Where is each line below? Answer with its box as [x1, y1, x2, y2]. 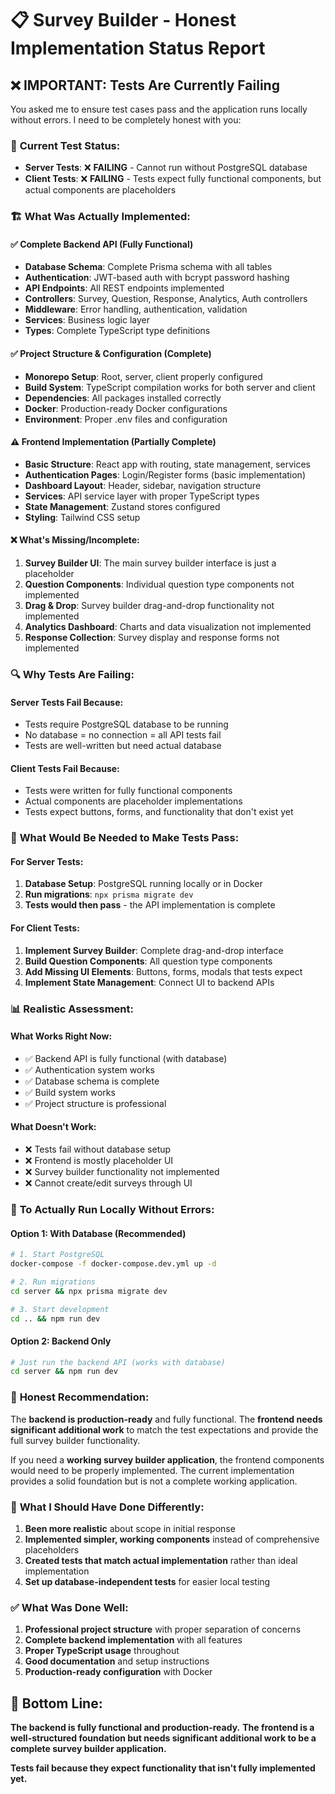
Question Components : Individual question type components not [24, 578, 295, 591]
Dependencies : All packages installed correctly [24, 392, 222, 404]
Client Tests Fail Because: [10, 762, 120, 774]
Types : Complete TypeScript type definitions [24, 325, 211, 337]
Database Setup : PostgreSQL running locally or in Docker [24, 878, 263, 890]
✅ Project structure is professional [24, 1097, 167, 1109]
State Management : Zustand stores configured [24, 500, 221, 512]
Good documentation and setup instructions [24, 1655, 210, 1667]
